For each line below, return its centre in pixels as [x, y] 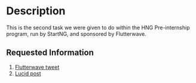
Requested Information [50, 53]
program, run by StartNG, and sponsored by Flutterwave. [76, 33]
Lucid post [28, 73]
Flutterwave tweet [37, 67]
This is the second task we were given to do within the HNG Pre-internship [98, 27]
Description [36, 11]
